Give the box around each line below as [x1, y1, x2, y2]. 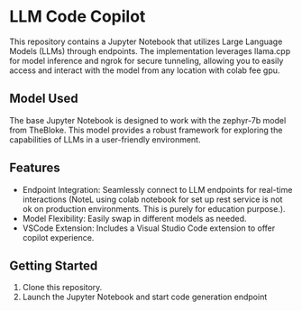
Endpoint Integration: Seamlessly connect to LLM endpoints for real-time [22, 184, 293, 195]
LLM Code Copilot [9, 6, 146, 27]
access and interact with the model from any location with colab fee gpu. [9, 65, 280, 76]
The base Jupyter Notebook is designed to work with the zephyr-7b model [9, 114, 287, 125]
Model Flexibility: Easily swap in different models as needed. [22, 213, 247, 224]
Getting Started [9, 258, 98, 273]
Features [9, 160, 60, 176]
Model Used [9, 91, 78, 106]
